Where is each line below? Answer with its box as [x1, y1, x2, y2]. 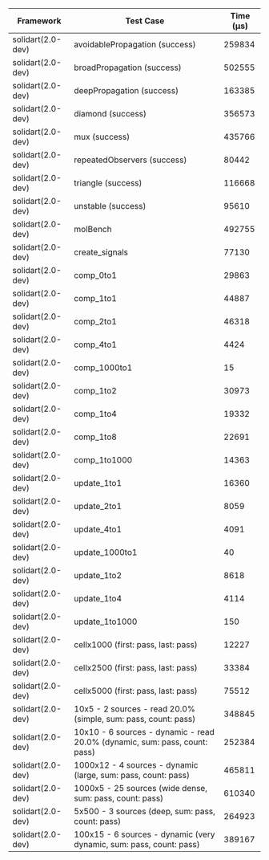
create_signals [74, 247, 129, 258]
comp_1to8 [74, 431, 118, 442]
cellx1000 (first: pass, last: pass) [74, 639, 198, 650]
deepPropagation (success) [74, 85, 179, 96]
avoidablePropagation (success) [74, 39, 196, 50]
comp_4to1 [74, 339, 118, 350]
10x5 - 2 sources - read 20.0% [74, 703, 196, 714]
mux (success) [74, 132, 130, 142]
